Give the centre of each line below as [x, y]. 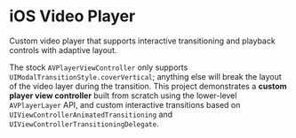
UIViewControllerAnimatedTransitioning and [91, 114]
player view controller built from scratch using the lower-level [123, 96]
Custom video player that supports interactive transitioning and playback [142, 41]
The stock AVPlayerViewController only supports [99, 67]
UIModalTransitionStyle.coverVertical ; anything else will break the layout [145, 76]
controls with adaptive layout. [63, 50]
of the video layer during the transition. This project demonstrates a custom [148, 86]
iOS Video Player [72, 16]
